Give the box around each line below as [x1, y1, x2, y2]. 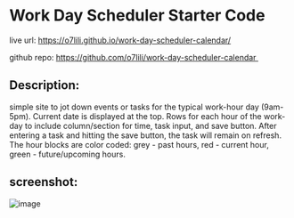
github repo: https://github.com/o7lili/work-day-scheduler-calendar [9, 52, 257, 62]
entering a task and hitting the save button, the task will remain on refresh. [9, 130, 282, 141]
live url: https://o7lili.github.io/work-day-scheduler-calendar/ [9, 35, 232, 45]
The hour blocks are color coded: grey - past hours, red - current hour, [9, 139, 269, 149]
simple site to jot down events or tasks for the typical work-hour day [9, 101, 260, 112]
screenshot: [9, 174, 78, 190]
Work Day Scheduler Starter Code [9, 5, 265, 26]
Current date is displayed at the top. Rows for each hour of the [32, 110, 263, 121]
